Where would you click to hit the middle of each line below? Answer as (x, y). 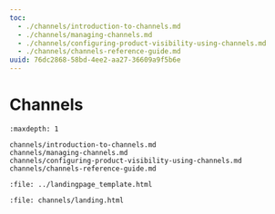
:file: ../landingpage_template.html (81, 184)
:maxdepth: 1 (34, 129)
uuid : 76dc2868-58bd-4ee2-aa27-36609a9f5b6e (95, 60)
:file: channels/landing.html (67, 200)
